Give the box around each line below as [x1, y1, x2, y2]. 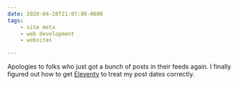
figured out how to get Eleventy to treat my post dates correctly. [7, 70, 195, 79]
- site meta [20, 23, 55, 30]
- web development [20, 30, 75, 38]
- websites [20, 37, 53, 44]
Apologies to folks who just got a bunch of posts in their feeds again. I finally [7, 62, 232, 71]
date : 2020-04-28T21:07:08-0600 [7, 10, 103, 18]
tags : [7, 17, 23, 24]
